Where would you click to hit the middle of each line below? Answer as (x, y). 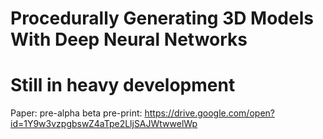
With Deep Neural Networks (129, 39)
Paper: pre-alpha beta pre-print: (76, 113)
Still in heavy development (123, 85)
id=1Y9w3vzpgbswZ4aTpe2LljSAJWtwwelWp (104, 124)
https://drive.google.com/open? (209, 113)
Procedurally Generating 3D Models (162, 18)
